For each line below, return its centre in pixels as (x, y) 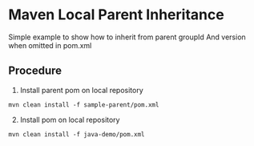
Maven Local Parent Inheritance (116, 15)
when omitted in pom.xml (50, 45)
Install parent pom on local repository (82, 90)
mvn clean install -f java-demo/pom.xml (77, 134)
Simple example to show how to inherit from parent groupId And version (127, 37)
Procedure (35, 71)
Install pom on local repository (70, 120)
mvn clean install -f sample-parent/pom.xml (84, 105)
